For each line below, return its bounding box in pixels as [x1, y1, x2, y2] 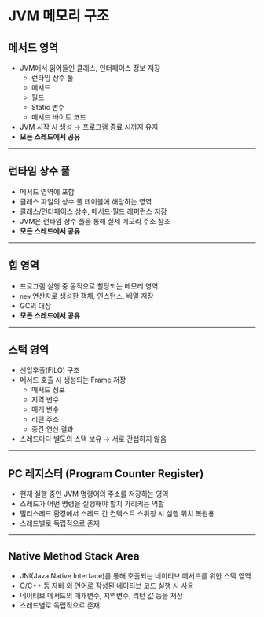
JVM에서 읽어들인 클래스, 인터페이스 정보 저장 [19, 64, 161, 72]
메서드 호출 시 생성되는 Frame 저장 [19, 375, 126, 385]
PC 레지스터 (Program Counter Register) [8, 467, 204, 480]
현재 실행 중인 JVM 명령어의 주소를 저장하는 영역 [19, 489, 169, 499]
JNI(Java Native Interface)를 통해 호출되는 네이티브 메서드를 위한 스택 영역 [19, 571, 251, 581]
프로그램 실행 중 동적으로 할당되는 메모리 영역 [19, 281, 159, 291]
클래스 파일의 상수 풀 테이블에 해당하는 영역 [19, 196, 152, 206]
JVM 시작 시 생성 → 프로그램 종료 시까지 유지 [19, 123, 159, 131]
